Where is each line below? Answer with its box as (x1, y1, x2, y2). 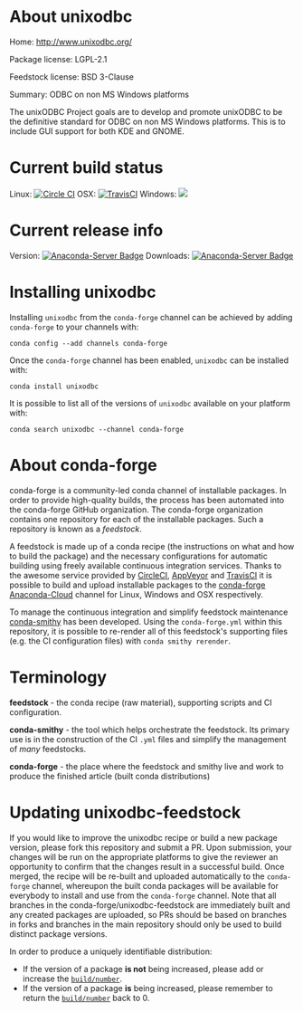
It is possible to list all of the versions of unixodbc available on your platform (9, 397, 291, 408)
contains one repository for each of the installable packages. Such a (9, 513, 264, 524)
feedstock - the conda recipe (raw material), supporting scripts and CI (9, 697, 273, 708)
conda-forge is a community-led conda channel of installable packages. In (9, 484, 287, 495)
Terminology (9, 667, 107, 687)
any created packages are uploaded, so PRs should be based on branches (9, 909, 288, 920)
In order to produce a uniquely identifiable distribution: (9, 946, 213, 957)
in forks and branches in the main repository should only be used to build (9, 919, 282, 930)
